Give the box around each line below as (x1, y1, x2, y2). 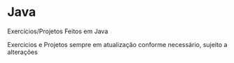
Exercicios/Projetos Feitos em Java (7, 27, 109, 35)
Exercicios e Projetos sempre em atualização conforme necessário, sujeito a (7, 40, 228, 48)
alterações (7, 48, 39, 56)
